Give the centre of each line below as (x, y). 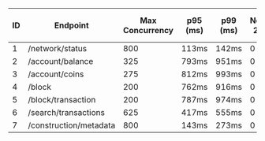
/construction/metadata (72, 125)
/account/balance (61, 61)
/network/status (58, 48)
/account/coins (56, 74)
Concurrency (148, 30)
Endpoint (71, 25)
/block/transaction (62, 100)
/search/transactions (66, 112)
